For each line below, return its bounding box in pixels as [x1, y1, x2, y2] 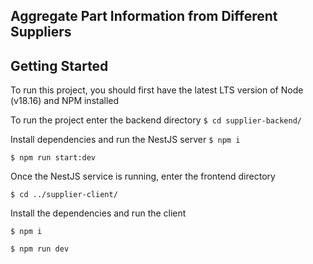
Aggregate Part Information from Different [10, 8, 278, 25]
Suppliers [10, 24, 72, 41]
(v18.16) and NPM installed [10, 95, 120, 107]
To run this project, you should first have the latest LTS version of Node [10, 84, 304, 96]
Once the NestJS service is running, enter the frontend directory [10, 170, 276, 183]
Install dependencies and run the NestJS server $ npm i [10, 134, 241, 146]
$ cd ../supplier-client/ [10, 190, 118, 200]
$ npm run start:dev [10, 153, 97, 163]
